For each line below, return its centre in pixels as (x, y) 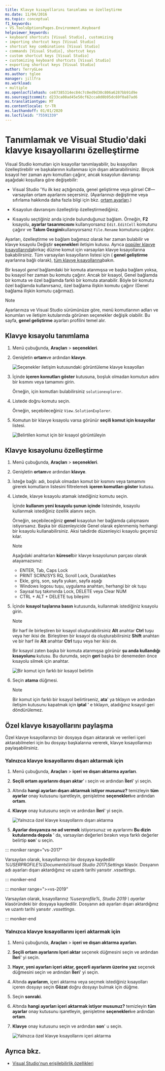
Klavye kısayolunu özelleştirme (54, 450)
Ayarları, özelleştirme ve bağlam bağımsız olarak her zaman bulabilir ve (77, 239)
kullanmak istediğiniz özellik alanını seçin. (54, 511)
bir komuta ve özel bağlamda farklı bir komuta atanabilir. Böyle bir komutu (80, 280)
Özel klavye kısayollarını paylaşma (59, 725)
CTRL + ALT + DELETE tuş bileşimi (54, 597)
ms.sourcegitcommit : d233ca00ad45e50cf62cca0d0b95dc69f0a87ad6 (71, 97)
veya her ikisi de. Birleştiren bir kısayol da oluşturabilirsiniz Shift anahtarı (86, 636)
